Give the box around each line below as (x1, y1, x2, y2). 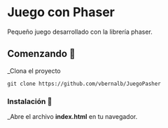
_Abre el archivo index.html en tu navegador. (7, 113, 138, 121)
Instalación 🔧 (7, 96, 52, 106)
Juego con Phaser (7, 4, 115, 20)
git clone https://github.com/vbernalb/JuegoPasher (7, 80, 161, 87)
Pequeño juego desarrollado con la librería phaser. (7, 27, 153, 36)
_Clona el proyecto (7, 66, 61, 75)
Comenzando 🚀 (7, 48, 76, 60)
